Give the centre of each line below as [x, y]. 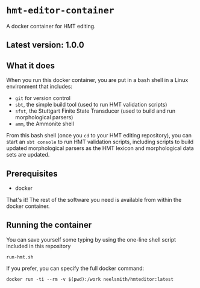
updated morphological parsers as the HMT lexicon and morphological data [100, 148]
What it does [31, 65]
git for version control [43, 98]
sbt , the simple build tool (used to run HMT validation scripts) [91, 105]
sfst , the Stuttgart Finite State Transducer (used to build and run [95, 111]
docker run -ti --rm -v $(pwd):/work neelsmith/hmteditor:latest [90, 279]
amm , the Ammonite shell [44, 124]
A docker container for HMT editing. [51, 26]
